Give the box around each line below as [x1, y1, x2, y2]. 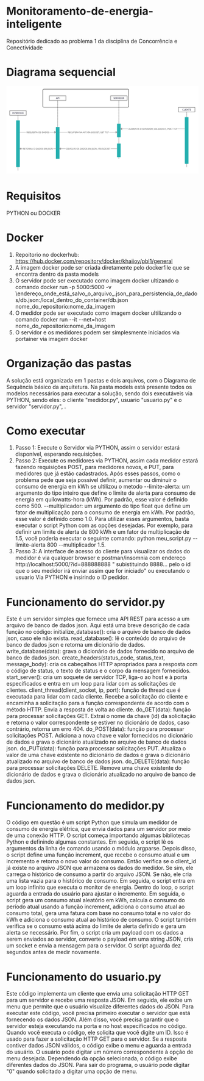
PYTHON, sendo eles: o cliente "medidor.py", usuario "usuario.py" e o [6, 396, 182, 403]
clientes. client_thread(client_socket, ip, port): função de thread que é [6, 686, 181, 694]
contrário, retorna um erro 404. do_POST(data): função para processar [6, 725, 185, 733]
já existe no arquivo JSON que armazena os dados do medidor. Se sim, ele [6, 864, 194, 872]
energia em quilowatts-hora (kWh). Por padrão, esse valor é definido [15, 496, 188, 503]
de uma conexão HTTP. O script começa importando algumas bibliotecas [6, 831, 191, 839]
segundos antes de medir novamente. [6, 949, 102, 956]
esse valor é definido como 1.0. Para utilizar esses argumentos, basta [15, 515, 189, 523]
